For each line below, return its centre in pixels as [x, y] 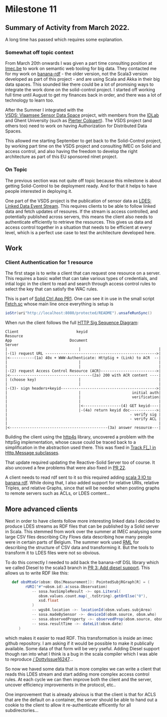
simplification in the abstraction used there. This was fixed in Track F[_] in [81, 447]
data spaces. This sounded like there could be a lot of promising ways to [80, 84]
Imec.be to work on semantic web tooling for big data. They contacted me [81, 69]
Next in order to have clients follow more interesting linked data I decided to [83, 521]
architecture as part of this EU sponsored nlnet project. [61, 157]
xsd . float [48, 601]
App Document [46, 341]
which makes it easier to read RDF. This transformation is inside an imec [79, 638]
